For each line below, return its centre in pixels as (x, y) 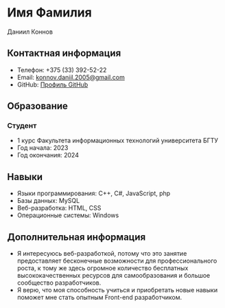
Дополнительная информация (76, 237)
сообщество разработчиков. (59, 283)
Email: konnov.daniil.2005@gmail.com (71, 77)
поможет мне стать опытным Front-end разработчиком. (99, 298)
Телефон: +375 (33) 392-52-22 (62, 69)
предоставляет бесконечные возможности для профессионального (117, 261)
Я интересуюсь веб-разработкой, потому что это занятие (102, 254)
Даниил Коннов (30, 32)
